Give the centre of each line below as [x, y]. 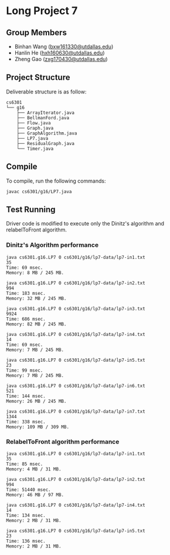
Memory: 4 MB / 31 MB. [34, 469]
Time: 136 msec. [26, 541]
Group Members [37, 33]
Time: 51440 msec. [28, 490]
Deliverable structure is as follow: [46, 92]
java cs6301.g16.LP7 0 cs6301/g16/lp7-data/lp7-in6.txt [76, 386]
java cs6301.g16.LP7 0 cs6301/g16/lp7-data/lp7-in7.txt [76, 411]
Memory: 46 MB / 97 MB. [35, 495]
